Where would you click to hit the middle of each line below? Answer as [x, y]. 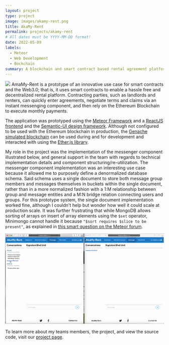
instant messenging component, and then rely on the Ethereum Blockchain [82, 106]
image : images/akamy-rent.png [37, 21]
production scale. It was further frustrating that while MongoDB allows [78, 210]
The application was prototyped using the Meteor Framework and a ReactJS [84, 121]
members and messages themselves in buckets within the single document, [84, 184]
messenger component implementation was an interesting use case [75, 168]
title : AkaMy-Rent [24, 27]
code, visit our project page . [34, 337]
